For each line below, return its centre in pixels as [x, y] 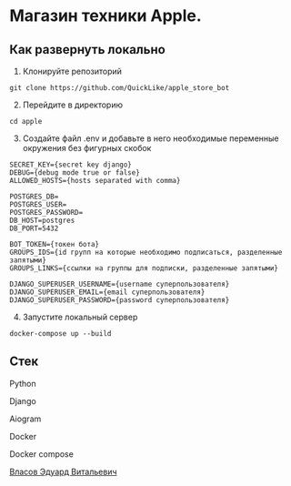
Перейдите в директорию [72, 105]
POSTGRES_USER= [38, 205]
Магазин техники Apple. [105, 16]
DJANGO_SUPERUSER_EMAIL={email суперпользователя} [107, 292]
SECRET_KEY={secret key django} [70, 165]
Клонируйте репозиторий [72, 71]
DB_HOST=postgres [42, 220]
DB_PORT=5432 [34, 228]
